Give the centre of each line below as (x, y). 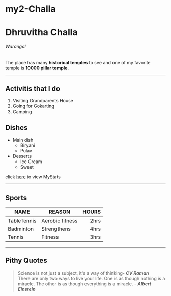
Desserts (22, 156)
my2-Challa (31, 9)
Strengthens (56, 229)
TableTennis (22, 221)
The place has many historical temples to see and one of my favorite (78, 62)
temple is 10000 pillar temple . (37, 68)
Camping (22, 112)
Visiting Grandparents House (43, 101)
